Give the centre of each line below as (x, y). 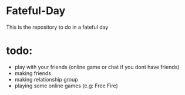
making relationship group (46, 79)
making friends (33, 73)
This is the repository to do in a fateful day (57, 27)
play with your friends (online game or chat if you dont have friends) (97, 67)
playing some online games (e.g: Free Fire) (66, 86)
